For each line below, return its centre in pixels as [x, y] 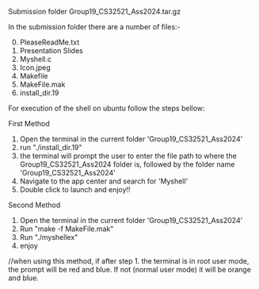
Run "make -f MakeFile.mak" [67, 229]
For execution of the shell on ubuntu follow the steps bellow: [107, 108]
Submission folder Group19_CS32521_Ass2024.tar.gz [94, 12]
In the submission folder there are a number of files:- [94, 27]
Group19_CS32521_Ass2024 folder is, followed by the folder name [127, 164]
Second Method [34, 205]
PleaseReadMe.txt [50, 42]
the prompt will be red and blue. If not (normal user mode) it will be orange [130, 270]
